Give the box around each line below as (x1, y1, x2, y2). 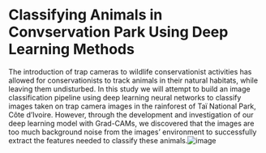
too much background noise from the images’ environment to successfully (8, 127, 257, 137)
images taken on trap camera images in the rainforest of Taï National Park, (8, 101, 257, 111)
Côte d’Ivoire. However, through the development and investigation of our (8, 109, 254, 119)
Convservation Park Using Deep (8, 23, 229, 41)
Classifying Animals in (8, 6, 163, 24)
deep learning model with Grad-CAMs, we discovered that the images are (8, 118, 255, 128)
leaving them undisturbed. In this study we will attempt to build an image (8, 83, 251, 94)
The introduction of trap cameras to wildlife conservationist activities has (8, 66, 252, 76)
